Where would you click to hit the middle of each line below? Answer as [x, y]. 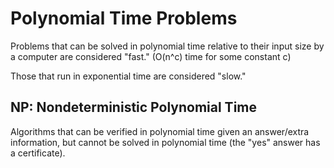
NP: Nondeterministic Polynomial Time [134, 107]
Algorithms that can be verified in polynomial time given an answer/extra [160, 131]
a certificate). [38, 153]
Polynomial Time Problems [124, 18]
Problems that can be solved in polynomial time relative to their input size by [167, 46]
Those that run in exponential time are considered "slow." [128, 76]
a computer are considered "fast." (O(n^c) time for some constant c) [151, 56]
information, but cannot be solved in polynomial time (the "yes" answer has [165, 142]
